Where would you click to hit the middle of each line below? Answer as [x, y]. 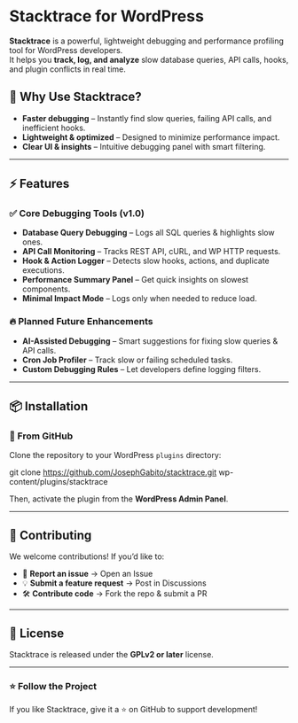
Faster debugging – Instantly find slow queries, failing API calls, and [147, 118]
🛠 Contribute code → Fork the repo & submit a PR [114, 594]
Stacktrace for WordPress [106, 16]
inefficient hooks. [54, 128]
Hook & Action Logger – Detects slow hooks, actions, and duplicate [145, 261]
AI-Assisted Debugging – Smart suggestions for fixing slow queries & [150, 341]
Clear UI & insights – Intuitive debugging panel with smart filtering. [144, 146]
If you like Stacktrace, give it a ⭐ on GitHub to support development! [133, 710]
